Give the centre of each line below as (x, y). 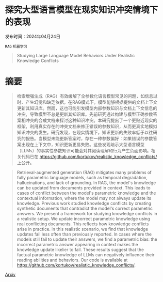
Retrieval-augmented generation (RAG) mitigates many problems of (84, 172)
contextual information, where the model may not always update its (84, 198)
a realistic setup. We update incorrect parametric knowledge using (83, 219)
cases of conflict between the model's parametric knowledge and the (86, 193)
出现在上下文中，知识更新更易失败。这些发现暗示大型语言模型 (83, 144)
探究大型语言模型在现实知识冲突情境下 (82, 10)
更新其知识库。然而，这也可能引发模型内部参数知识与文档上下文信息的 (87, 108)
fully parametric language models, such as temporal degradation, (82, 177)
